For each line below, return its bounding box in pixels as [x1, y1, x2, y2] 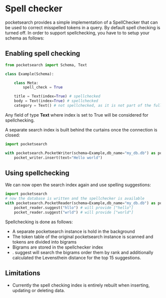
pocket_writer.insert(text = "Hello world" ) [14, 155, 103, 160]
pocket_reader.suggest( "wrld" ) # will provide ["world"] [14, 210, 134, 215]
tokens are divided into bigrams [12, 239, 77, 245]
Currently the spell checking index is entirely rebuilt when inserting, [12, 282, 150, 288]
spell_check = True [23, 85, 63, 90]
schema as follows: [5, 35, 44, 41]
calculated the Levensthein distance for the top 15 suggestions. [12, 255, 141, 260]
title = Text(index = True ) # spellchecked [14, 94, 100, 99]
